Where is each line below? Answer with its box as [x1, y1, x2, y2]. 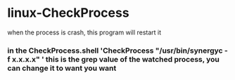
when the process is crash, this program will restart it [7, 28, 162, 36]
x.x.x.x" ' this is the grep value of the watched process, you [11, 54, 220, 64]
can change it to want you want [7, 63, 117, 73]
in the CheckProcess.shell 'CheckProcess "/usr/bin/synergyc [7, 46, 223, 55]
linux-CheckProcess [7, 5, 129, 21]
